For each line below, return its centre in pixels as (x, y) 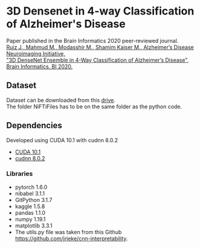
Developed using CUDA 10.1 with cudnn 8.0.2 (62, 140)
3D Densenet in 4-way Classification (100, 11)
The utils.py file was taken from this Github (68, 232)
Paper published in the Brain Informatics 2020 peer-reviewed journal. (92, 41)
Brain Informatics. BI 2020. (40, 66)
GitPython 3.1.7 (34, 200)
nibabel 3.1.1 (30, 193)
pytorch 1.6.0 (31, 187)
